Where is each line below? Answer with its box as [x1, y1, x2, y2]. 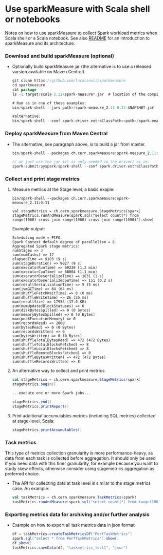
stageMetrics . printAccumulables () [12, 427, 82, 432]
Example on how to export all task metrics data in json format [12, 522, 135, 528]
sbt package [12, 87, 36, 92]
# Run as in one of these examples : [12, 101, 87, 105]
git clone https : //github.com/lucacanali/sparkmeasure [12, 78, 126, 83]
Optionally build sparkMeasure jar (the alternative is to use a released [12, 63, 152, 69]
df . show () [12, 540, 33, 545]
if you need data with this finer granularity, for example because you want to [5, 460, 158, 466]
